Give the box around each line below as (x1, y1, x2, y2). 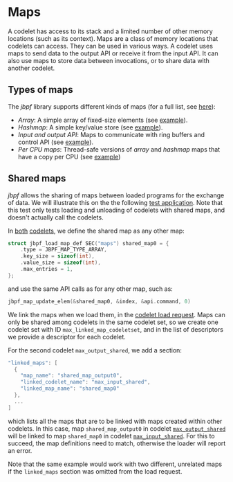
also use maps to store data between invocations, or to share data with (8, 56, 210, 64)
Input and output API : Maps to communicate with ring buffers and (17, 130, 205, 139)
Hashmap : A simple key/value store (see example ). (17, 123, 163, 132)
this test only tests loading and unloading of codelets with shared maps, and (8, 206, 225, 214)
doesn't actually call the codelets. (8, 213, 104, 222)
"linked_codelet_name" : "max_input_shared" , (20, 379, 151, 386)
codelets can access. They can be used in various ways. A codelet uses (8, 42, 214, 50)
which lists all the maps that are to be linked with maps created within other (8, 417, 223, 425)
